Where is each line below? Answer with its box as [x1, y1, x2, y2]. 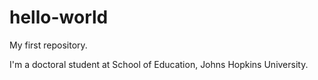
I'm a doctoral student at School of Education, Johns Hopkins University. [9, 58, 309, 70]
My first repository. [9, 39, 88, 51]
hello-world [9, 6, 109, 29]
